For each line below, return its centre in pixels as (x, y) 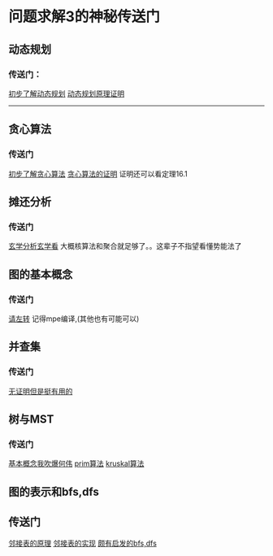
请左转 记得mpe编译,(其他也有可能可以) (74, 319)
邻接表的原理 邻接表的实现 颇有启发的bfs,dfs (82, 543)
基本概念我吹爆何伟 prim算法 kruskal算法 (76, 463)
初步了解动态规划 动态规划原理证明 (66, 93)
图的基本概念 (41, 274)
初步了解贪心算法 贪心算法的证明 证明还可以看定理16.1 (98, 174)
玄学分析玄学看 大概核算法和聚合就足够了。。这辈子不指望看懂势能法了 (125, 246)
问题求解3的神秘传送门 (84, 17)
